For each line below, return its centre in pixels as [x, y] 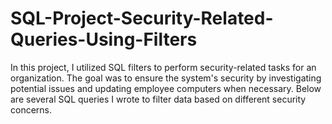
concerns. [31, 109]
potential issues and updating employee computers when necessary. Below [166, 88]
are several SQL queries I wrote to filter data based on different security [158, 99]
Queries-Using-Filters [104, 39]
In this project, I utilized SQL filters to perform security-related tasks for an [163, 67]
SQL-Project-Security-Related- [142, 18]
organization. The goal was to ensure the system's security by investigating [166, 78]
